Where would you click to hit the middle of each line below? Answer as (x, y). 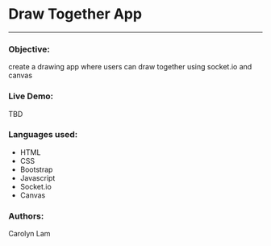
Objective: (29, 49)
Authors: (26, 216)
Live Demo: (31, 96)
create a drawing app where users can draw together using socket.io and (130, 67)
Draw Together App (75, 14)
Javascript (38, 177)
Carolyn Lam (29, 234)
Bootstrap (36, 169)
